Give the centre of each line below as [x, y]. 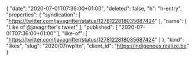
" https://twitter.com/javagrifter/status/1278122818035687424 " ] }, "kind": [95, 40]
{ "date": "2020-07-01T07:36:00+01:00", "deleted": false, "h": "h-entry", [94, 9]
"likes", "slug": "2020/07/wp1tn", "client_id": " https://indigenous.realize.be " [97, 46]
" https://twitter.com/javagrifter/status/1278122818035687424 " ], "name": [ [97, 21]
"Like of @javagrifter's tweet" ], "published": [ [62, 27]
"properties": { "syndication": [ [43, 15]
